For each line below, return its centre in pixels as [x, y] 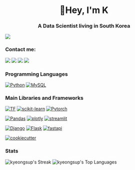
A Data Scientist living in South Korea [84, 26]
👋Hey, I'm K [84, 10]
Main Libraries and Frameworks [44, 98]
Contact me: [20, 50]
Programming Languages [37, 74]
